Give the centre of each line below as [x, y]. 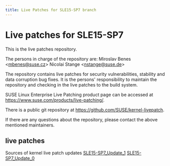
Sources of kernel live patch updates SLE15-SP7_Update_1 [65, 153]
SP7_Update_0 [20, 158]
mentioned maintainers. [30, 125]
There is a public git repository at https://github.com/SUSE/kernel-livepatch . [85, 110]
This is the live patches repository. [41, 49]
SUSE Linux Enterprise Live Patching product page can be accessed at [79, 95]
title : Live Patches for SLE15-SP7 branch [51, 10]
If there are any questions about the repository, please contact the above [81, 119]
